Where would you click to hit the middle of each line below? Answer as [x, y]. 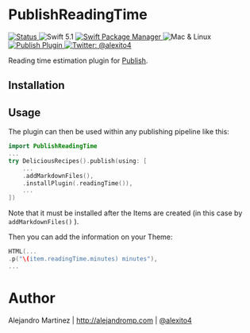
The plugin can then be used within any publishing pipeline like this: [119, 132]
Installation [37, 85]
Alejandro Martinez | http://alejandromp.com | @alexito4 [100, 320]
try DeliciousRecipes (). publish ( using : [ [78, 161]
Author [32, 298]
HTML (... [23, 252]
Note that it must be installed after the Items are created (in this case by [125, 213]
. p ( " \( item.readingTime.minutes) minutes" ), [83, 259]
